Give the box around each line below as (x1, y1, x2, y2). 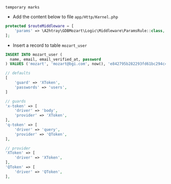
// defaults (5, 71, 31, 76)
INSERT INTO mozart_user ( (5, 52, 63, 57)
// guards (5, 99, 26, 104)
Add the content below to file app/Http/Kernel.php (12, 14, 119, 20)
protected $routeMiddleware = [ (5, 23, 74, 28)
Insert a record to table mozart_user (12, 42, 88, 48)
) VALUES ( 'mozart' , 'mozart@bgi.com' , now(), (5, 62, 106, 67)
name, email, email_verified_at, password (10, 56, 101, 62)
